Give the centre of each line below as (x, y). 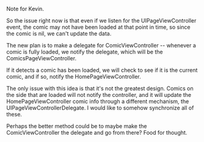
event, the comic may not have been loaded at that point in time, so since (98, 27)
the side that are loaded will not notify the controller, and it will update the (99, 95)
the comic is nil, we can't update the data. (59, 34)
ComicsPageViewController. (42, 58)
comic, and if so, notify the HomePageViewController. (74, 76)
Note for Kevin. (25, 9)
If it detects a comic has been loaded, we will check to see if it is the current (102, 70)
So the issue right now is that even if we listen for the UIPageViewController (101, 20)
